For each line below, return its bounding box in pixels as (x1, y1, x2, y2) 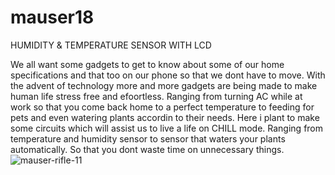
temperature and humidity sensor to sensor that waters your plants (10, 132, 286, 145)
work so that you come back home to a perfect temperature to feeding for (10, 101, 315, 113)
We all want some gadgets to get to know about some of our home (10, 58, 285, 70)
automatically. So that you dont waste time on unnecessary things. (10, 143, 285, 155)
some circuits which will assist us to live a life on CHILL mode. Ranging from (10, 122, 324, 134)
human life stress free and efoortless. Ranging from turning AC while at (10, 90, 303, 102)
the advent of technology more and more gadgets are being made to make (10, 79, 318, 91)
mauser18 (10, 6, 95, 29)
